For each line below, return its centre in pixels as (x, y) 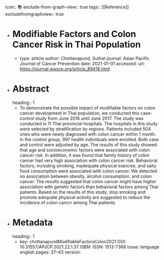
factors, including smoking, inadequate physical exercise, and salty (88, 165)
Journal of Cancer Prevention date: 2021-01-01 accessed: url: (82, 63)
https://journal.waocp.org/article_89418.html (65, 69)
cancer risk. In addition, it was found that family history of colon (84, 155)
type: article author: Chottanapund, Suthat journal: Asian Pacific (84, 58)
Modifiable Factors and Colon (74, 34)
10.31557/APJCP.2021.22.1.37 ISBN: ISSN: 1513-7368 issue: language (89, 247)
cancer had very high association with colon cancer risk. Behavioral (89, 160)
